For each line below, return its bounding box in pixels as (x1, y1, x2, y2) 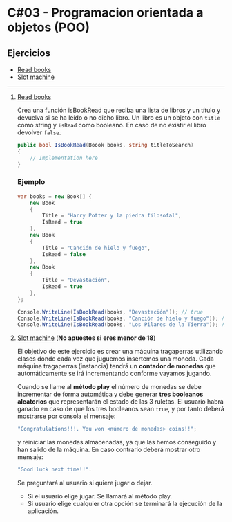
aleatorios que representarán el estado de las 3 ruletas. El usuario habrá (17, 397, 224, 406)
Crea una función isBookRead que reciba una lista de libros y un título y (17, 106, 221, 114)
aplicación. (27, 507, 59, 515)
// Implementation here (30, 154, 98, 161)
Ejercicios (7, 47, 50, 59)
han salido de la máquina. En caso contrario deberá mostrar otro (17, 445, 201, 454)
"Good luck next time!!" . (17, 466, 92, 474)
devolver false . (17, 128, 61, 136)
